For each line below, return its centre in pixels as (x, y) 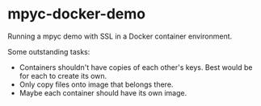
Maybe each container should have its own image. (103, 92)
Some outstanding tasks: (49, 51)
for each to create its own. (63, 75)
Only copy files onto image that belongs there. (96, 84)
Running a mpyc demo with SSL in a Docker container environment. (120, 36)
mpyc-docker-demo (77, 14)
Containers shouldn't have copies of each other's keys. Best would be (136, 67)
